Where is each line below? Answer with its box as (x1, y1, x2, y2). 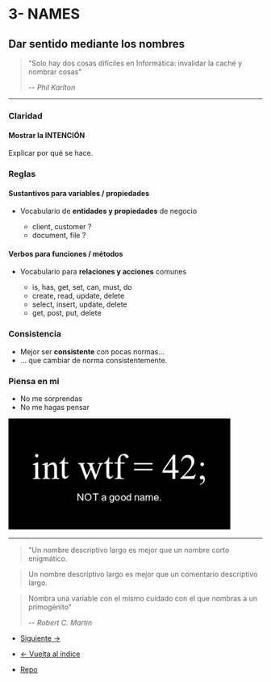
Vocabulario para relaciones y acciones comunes (19, 267, 187, 277)
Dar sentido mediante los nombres (8, 37, 186, 51)
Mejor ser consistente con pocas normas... (19, 346, 165, 356)
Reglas (8, 169, 36, 180)
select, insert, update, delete (31, 299, 127, 309)
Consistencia (8, 328, 62, 340)
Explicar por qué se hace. (8, 149, 94, 158)
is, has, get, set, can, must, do (31, 282, 132, 292)
